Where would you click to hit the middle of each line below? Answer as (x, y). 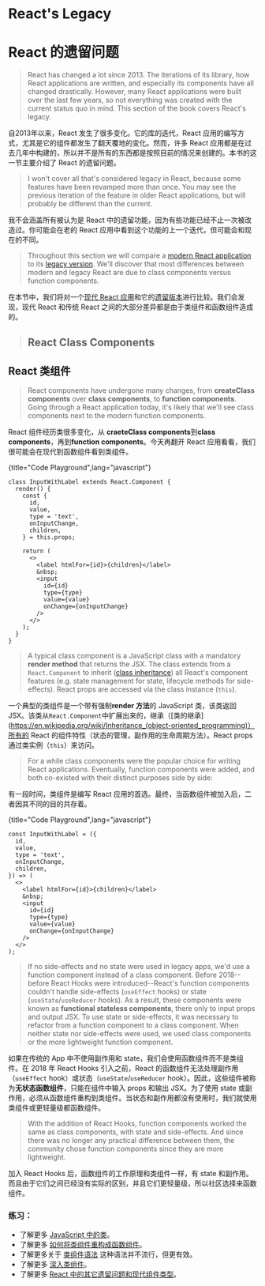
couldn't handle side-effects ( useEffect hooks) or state (117, 992)
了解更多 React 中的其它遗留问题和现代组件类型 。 (100, 1274)
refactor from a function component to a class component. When (133, 1025)
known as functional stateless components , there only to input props (141, 1009)
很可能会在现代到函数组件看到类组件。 (70, 452)
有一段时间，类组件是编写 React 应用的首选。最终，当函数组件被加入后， (127, 794)
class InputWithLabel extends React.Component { (90, 482)
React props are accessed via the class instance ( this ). (147, 689)
